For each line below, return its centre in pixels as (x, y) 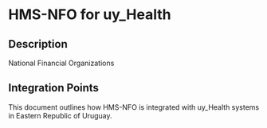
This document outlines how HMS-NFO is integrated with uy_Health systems (134, 107)
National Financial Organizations (61, 63)
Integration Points (54, 88)
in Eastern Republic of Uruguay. (60, 115)
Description (38, 44)
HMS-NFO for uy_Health (90, 15)
